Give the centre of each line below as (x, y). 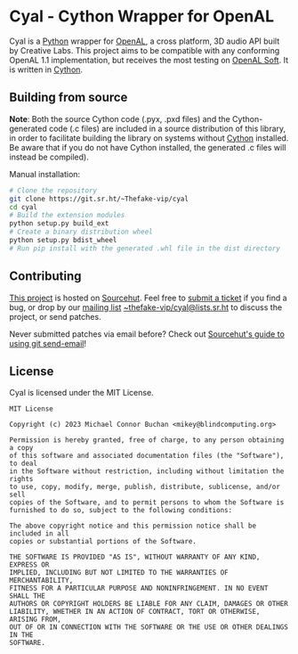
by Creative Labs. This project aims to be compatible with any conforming (145, 50)
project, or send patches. (55, 316)
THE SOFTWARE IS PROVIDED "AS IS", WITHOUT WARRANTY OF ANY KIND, (135, 557)
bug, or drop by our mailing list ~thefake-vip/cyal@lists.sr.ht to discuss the (146, 307)
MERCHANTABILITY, (41, 581)
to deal (24, 464)
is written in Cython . (46, 69)
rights (21, 479)
